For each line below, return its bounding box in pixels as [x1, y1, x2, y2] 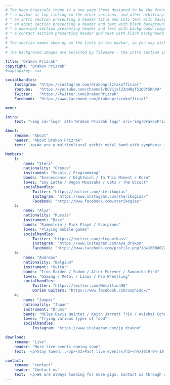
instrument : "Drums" [23, 307, 67, 312]
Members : [5, 151, 24, 157]
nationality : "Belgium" [23, 260, 73, 265]
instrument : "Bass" [23, 218, 65, 223]
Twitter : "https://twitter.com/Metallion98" [32, 283, 128, 288]
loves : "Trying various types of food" [23, 316, 108, 321]
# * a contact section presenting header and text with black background [5, 31, 164, 36]
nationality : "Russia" [23, 213, 71, 218]
